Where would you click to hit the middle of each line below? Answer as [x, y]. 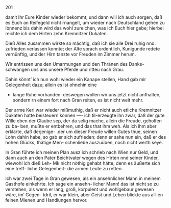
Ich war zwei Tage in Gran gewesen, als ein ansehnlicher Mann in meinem [83, 178]
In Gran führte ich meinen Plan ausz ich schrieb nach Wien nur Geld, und [82, 152]
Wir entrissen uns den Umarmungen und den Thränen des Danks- [75, 64]
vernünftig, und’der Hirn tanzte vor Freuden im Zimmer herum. [71, 54]
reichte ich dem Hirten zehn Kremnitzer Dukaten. [57, 33]
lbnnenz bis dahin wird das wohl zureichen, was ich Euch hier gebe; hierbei [85, 28]
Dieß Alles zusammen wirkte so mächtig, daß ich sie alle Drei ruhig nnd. [81, 43]
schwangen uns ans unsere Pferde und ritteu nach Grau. [65, 69]
